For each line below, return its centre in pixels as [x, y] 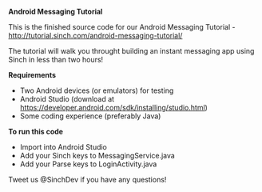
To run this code [36, 132]
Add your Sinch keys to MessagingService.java [97, 156]
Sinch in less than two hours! [56, 60]
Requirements [32, 75]
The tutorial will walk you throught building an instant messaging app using [131, 51]
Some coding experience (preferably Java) [90, 116]
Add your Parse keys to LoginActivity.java [88, 164]
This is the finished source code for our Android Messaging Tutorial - [122, 27]
